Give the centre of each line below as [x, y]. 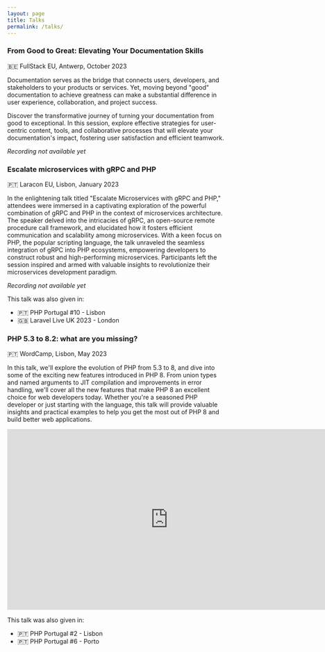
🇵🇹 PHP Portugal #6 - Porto [58, 641]
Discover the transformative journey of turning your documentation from [110, 115]
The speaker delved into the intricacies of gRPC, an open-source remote [111, 220]
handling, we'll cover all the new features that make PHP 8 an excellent [109, 390]
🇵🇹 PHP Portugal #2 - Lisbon [60, 633]
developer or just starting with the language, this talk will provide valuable [112, 405]
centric [17, 130]
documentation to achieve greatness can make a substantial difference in [112, 95]
